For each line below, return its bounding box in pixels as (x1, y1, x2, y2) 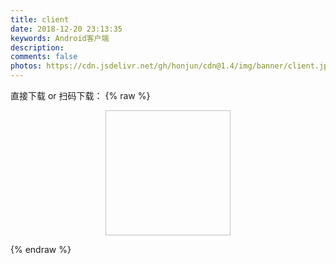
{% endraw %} (10, 244, 72, 255)
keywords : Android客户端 (10, 33, 110, 43)
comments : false (10, 52, 78, 62)
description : (10, 42, 65, 53)
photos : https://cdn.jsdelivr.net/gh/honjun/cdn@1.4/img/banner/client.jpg (10, 61, 333, 71)
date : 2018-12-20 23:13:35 (10, 24, 123, 34)
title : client (10, 14, 70, 25)
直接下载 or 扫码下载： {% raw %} (10, 90, 151, 101)
